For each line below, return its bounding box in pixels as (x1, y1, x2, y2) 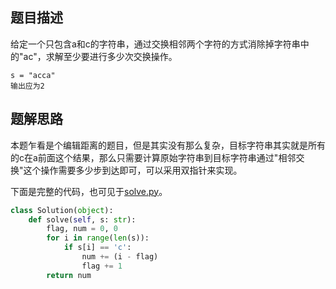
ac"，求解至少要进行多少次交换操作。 (23, 50, 178, 62)
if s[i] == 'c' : (63, 243, 132, 253)
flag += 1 (81, 261, 123, 271)
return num (46, 270, 92, 280)
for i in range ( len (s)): (46, 233, 150, 243)
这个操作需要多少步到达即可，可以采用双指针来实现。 (23, 164, 243, 176)
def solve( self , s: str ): (28, 214, 137, 225)
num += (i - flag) (81, 252, 159, 262)
